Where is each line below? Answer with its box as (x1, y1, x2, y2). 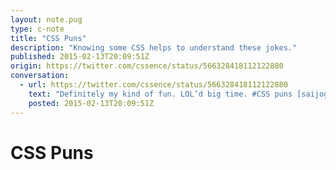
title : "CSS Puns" (10, 33, 87, 43)
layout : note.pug (10, 14, 83, 25)
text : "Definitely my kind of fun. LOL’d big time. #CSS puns (28, 89, 293, 99)
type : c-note (10, 24, 65, 34)
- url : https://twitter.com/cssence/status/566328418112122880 (19, 80, 288, 90)
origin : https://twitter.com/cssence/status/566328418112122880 (10, 61, 284, 71)
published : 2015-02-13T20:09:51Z (10, 52, 150, 62)
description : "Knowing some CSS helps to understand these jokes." (10, 42, 298, 53)
